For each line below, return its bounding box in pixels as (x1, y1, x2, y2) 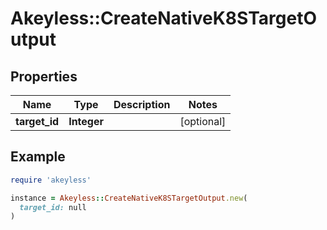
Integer (68, 115, 104, 128)
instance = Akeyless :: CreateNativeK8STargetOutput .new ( (10, 193, 248, 203)
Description (113, 98, 171, 111)
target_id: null (19, 202, 87, 212)
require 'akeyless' (10, 175, 92, 185)
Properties (10, 68, 78, 85)
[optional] (179, 115, 227, 128)
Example (10, 148, 66, 166)
